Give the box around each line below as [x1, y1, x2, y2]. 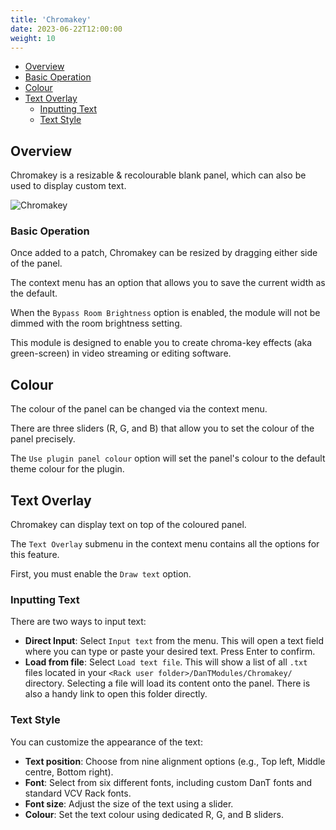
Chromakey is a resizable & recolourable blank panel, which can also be [10, 169, 307, 181]
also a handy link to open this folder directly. [24, 688, 208, 700]
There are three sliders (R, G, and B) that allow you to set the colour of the [10, 422, 315, 435]
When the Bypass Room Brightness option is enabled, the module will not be [10, 307, 321, 319]
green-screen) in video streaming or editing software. [10, 347, 232, 360]
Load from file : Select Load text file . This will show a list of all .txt [24, 656, 308, 668]
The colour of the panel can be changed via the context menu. [10, 403, 268, 415]
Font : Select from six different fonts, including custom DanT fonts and [24, 776, 313, 788]
